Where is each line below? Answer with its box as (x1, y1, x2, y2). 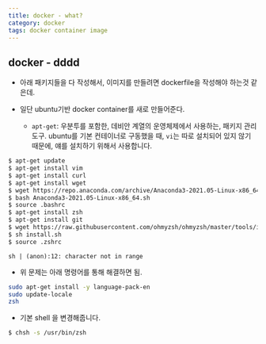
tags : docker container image (8, 26, 108, 34)
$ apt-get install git (8, 216, 83, 224)
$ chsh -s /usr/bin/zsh (8, 329, 87, 337)
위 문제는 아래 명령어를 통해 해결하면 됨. (19, 267, 142, 277)
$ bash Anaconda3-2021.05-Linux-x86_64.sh (8, 193, 150, 202)
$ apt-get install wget (8, 179, 87, 187)
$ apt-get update (8, 157, 66, 165)
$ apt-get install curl (8, 171, 87, 179)
